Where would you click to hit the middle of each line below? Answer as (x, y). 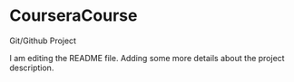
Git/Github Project (43, 41)
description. (32, 68)
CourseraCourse (73, 16)
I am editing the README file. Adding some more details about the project (147, 58)
